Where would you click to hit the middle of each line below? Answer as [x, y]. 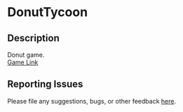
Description [33, 38]
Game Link [23, 62]
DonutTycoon [48, 12]
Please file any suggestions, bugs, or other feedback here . [92, 101]
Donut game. [26, 55]
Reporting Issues [45, 84]
